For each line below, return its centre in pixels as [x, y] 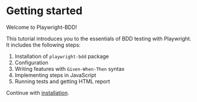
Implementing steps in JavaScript [55, 75]
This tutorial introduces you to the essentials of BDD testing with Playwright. [99, 38]
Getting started [44, 11]
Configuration [31, 62]
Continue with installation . [38, 93]
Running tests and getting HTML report [62, 81]
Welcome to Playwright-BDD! [42, 27]
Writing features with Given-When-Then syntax [70, 68]
